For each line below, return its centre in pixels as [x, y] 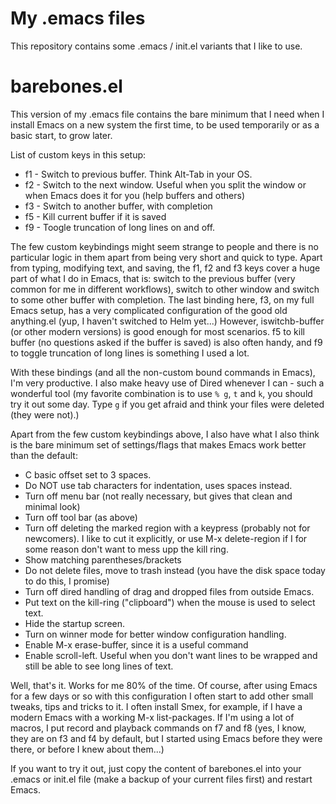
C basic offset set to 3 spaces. [88, 474]
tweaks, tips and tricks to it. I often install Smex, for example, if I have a [156, 706]
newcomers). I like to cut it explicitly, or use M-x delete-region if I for [166, 538]
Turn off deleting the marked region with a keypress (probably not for [167, 528]
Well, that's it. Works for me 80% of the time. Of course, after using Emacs [164, 685]
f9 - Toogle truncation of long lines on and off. [120, 227]
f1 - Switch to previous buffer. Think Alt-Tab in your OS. [138, 174]
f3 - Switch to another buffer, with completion [118, 206]
